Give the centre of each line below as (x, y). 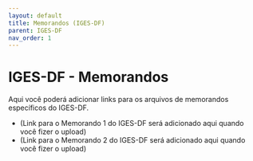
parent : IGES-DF (35, 30)
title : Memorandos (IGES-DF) (57, 23)
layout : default (35, 16)
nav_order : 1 (30, 38)
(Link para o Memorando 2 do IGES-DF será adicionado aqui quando (132, 140)
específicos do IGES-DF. (49, 108)
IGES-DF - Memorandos (89, 77)
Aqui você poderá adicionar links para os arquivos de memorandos (119, 100)
